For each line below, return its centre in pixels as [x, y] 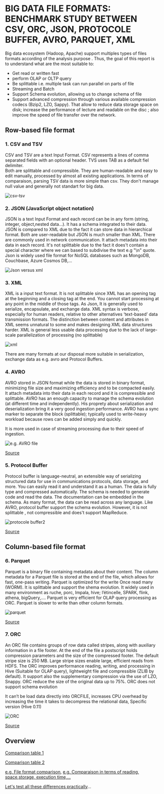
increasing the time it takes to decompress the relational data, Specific [76, 701]
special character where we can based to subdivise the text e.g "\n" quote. [81, 250]
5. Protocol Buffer [26, 465]
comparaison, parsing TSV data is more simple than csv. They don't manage [82, 181]
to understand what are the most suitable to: [50, 64]
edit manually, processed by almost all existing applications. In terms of [77, 176]
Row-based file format [40, 130]
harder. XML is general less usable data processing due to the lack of [75, 330]
